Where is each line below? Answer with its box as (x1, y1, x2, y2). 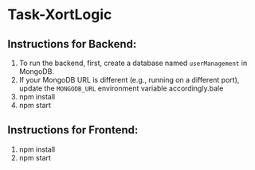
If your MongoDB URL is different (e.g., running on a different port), (18, 75, 240, 84)
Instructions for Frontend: (7, 123, 139, 137)
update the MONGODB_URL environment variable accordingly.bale (18, 83, 224, 93)
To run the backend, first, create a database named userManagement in (18, 58, 248, 68)
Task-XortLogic (7, 6, 112, 24)
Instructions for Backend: (7, 37, 137, 51)
